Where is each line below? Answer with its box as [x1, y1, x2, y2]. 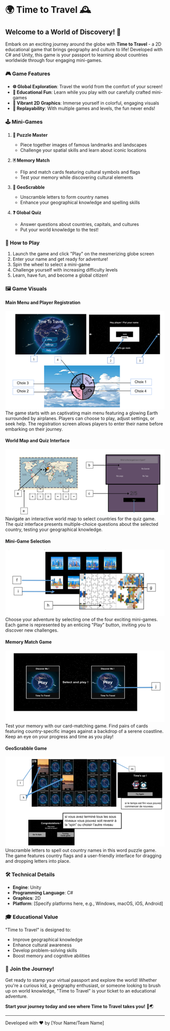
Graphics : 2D [12, 895, 41, 901]
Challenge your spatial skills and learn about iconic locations [20, 147, 147, 153]
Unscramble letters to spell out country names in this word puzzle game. [5, 847, 157, 853]
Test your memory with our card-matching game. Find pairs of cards [5, 722, 148, 729]
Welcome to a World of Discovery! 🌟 [5, 27, 121, 36]
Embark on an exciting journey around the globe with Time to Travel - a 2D [5, 41, 162, 47]
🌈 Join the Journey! [5, 966, 55, 973]
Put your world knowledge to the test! [20, 226, 99, 233]
